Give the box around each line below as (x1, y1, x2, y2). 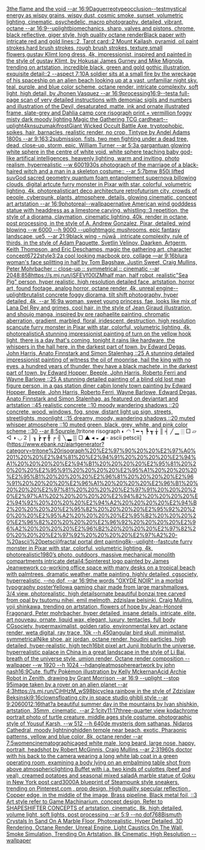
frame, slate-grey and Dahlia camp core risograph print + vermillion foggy (6, 109, 192, 116)
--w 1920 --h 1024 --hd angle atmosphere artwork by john (32, 662, 175, 668)
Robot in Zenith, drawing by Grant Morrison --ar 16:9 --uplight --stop (6, 674, 180, 681)
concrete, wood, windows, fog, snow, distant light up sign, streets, (6, 408, 173, 415)
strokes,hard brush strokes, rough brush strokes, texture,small (6, 44, 163, 51)
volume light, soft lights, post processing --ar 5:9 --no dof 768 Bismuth (6, 811, 182, 818)
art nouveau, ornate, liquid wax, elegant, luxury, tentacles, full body (6, 616, 176, 623)
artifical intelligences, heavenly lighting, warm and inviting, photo (16, 155, 180, 161)
